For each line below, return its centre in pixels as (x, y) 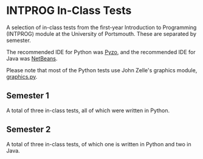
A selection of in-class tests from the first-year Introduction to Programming (101, 27)
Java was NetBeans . (32, 58)
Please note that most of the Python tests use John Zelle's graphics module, (102, 70)
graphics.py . (22, 76)
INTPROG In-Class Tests (69, 11)
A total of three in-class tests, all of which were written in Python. (88, 110)
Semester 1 (28, 96)
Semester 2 (29, 130)
